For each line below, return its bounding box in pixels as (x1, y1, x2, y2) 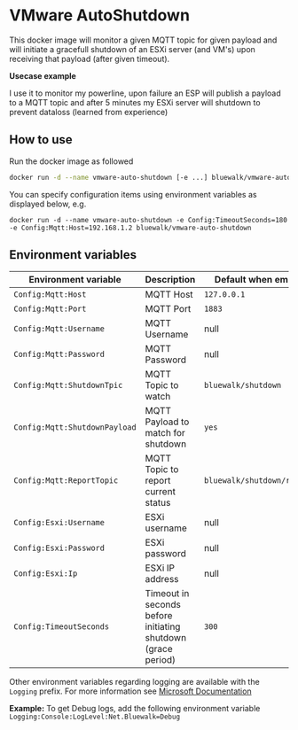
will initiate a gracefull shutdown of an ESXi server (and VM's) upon (9, 43, 255, 54)
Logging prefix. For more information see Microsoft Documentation (9, 686, 252, 696)
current (145, 485, 176, 498)
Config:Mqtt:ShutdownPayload (13, 423, 137, 432)
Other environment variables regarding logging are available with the (9, 677, 260, 687)
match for (145, 427, 186, 439)
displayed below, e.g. (9, 198, 87, 209)
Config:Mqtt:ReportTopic (13, 476, 119, 485)
